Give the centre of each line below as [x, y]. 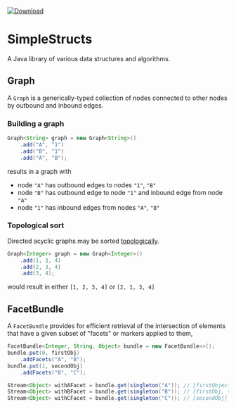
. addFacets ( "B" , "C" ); [53, 372]
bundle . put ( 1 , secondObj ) [45, 366]
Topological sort [36, 225]
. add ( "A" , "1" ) [42, 144]
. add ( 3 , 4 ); [37, 273]
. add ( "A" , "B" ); [44, 158]
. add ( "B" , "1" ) [42, 151]
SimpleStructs [50, 39]
